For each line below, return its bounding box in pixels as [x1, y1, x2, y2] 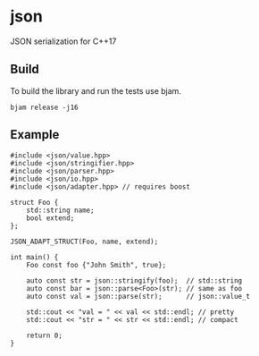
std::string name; [26, 206, 95, 215]
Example [10, 127, 60, 142]
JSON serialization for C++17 [10, 36, 117, 47]
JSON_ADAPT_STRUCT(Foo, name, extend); [10, 237, 159, 246]
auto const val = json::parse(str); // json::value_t [26, 292, 251, 301]
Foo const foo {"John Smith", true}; [26, 260, 167, 269]
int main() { [10, 252, 59, 261]
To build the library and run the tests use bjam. [10, 85, 182, 96]
